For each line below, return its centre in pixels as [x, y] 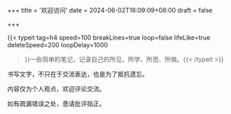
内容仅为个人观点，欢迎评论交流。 [56, 89]
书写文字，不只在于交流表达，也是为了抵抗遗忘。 [78, 74]
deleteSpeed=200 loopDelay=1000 [58, 45]
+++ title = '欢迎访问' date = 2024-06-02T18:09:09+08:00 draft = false [110, 10]
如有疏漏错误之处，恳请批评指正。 [56, 104]
